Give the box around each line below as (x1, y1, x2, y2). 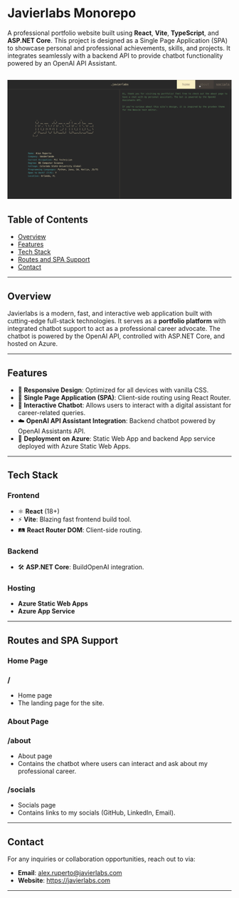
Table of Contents (7, 213, 89, 225)
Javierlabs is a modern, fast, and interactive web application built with (7, 309, 213, 318)
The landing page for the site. (17, 698, 105, 707)
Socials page (17, 801, 56, 810)
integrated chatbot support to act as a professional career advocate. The (7, 325, 221, 333)
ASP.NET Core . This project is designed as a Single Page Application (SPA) (7, 36, 228, 44)
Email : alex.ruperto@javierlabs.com (17, 869, 122, 877)
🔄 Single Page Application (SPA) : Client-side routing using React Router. (17, 394, 231, 402)
